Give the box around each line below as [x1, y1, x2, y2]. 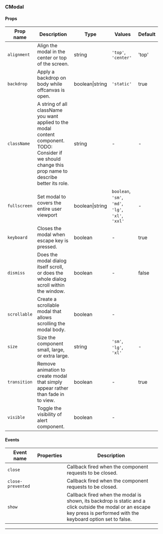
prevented [7, 484, 30, 489]
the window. [37, 288, 65, 295]
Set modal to [37, 194, 66, 200]
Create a [37, 296, 57, 303]
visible [7, 415, 25, 420]
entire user [37, 206, 62, 213]
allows [37, 314, 52, 321]
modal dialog [37, 257, 67, 264]
